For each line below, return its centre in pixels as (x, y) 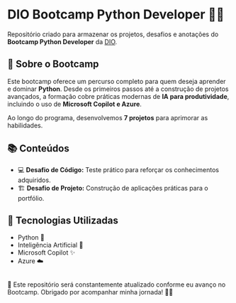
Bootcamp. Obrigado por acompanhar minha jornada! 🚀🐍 (90, 292)
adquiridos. (34, 180)
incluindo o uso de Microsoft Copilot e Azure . (74, 104)
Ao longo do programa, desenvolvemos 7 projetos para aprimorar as (108, 117)
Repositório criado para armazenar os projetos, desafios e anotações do (113, 34)
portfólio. (31, 198)
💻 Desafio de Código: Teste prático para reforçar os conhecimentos (118, 169)
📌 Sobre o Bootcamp (53, 64)
